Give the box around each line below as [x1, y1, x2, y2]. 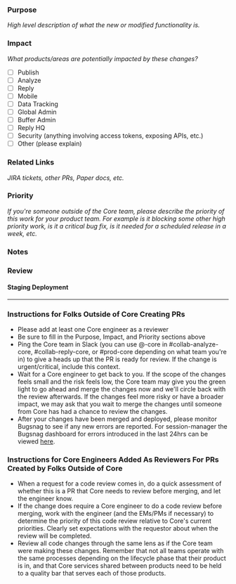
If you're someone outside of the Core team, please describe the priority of [7, 207, 225, 215]
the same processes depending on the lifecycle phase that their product [17, 554, 226, 563]
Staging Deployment [7, 283, 69, 292]
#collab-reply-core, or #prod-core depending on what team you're [34, 348, 227, 356]
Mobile [17, 91, 38, 100]
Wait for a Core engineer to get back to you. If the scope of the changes [17, 370, 226, 379]
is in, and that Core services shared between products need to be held [17, 562, 222, 570]
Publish [17, 68, 40, 77]
